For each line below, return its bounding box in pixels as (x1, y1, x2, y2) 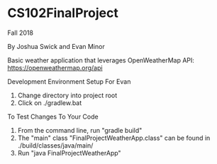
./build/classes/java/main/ (17, 141, 94, 150)
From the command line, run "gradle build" (17, 126, 143, 134)
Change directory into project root (17, 91, 118, 99)
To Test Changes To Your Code (7, 112, 99, 121)
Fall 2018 (7, 28, 34, 37)
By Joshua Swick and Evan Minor (7, 42, 105, 50)
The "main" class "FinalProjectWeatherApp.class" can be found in (17, 133, 211, 142)
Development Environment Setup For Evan (7, 77, 131, 86)
